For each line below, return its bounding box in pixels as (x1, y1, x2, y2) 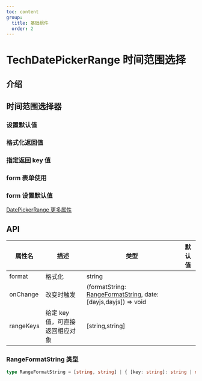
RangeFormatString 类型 (6, 355, 79, 364)
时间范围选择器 (6, 102, 62, 112)
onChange (9, 290, 39, 299)
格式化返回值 (6, 139, 44, 147)
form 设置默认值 (6, 191, 53, 200)
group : (6, 14, 23, 20)
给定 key (45, 309, 69, 317)
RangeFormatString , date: (86, 290, 159, 299)
